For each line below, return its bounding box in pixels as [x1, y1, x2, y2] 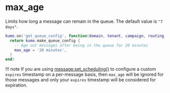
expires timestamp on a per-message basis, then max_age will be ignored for [5, 71, 164, 77]
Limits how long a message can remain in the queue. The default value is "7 [5, 18, 163, 24]
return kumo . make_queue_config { [10, 38, 80, 43]
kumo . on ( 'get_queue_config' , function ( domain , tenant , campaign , [5, 33, 146, 38]
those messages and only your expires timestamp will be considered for [5, 77, 156, 83]
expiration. [5, 82, 28, 88]
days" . [5, 23, 18, 29]
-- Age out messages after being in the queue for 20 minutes [14, 42, 148, 48]
